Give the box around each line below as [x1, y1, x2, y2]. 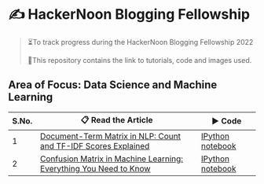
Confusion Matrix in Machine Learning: [40, 153, 183, 164]
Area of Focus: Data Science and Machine [8, 79, 218, 92]
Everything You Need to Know [40, 163, 151, 174]
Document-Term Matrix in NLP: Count [40, 131, 181, 142]
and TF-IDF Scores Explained [40, 140, 150, 151]
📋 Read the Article [80, 114, 153, 125]
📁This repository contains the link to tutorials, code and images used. [27, 55, 252, 64]
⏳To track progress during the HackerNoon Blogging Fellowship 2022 [27, 37, 254, 46]
